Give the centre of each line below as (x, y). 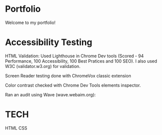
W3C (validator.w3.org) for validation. (43, 66)
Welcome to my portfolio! (30, 22)
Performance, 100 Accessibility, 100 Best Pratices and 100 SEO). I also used (81, 61)
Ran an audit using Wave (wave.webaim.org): (51, 94)
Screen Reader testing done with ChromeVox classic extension (68, 76)
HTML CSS (16, 128)
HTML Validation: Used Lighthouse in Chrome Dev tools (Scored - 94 (74, 56)
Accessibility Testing (49, 42)
